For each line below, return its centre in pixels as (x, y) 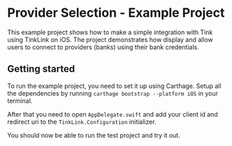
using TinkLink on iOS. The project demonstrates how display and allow (110, 39)
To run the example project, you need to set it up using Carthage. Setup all (114, 86)
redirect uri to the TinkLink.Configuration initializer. (82, 122)
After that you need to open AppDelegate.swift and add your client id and (113, 114)
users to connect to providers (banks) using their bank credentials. (103, 47)
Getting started (41, 69)
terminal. (20, 101)
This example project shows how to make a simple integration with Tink (110, 32)
